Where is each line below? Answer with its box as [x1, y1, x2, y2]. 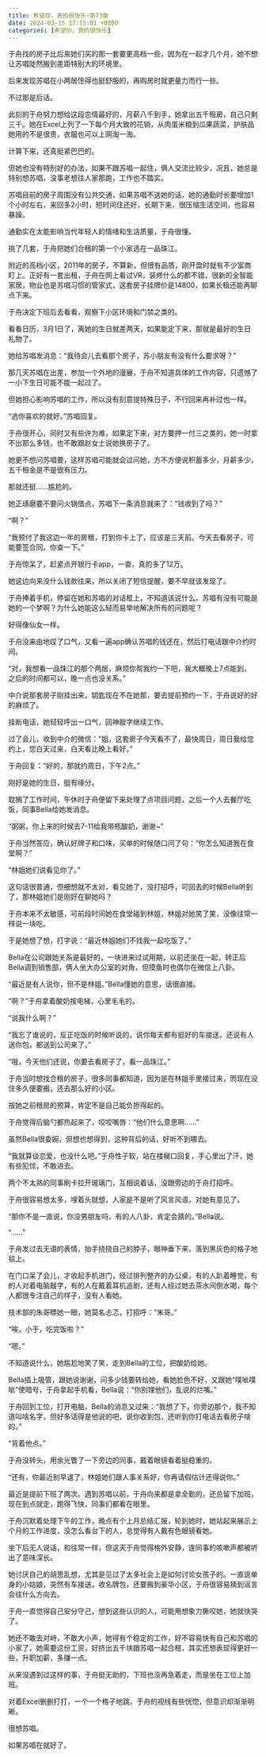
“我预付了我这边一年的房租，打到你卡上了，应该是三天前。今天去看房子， [8, 533, 248, 543]
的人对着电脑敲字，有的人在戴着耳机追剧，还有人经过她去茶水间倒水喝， [8, 1280, 244, 1291]
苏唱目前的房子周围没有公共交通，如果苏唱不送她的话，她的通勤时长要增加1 [8, 190, 254, 199]
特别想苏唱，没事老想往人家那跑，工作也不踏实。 [8, 173, 168, 183]
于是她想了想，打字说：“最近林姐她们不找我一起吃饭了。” [8, 936, 192, 945]
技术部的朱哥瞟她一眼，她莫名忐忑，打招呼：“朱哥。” [8, 1307, 178, 1317]
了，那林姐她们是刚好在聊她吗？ [8, 892, 112, 902]
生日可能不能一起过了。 [28, 378, 105, 388]
